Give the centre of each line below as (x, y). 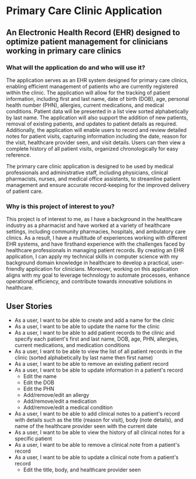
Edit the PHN (39, 389)
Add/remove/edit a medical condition (68, 407)
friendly (16, 269)
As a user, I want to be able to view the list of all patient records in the (98, 351)
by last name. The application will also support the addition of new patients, (97, 117)
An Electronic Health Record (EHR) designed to (93, 33)
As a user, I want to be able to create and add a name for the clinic (94, 320)
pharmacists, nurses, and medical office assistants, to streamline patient (93, 179)
